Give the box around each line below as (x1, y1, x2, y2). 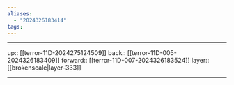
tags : (7, 23, 23, 30)
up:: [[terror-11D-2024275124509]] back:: (7, 49, 126, 57)
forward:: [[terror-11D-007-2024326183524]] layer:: (61, 56, 210, 65)
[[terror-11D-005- (127, 49, 178, 57)
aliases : (7, 10, 33, 17)
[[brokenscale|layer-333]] (7, 63, 81, 72)
